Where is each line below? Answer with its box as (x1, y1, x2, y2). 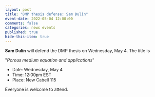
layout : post (5, 7, 32, 12)
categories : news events (5, 25, 56, 30)
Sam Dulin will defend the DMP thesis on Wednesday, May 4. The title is (5, 47, 150, 54)
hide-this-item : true (5, 35, 49, 39)
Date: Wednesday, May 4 (12, 66, 63, 72)
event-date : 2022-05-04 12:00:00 (5, 16, 73, 21)
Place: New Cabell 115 (12, 77, 57, 83)
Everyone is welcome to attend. (5, 86, 68, 92)
